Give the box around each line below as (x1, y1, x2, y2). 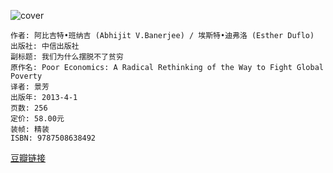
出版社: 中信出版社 (10, 41, 80, 51)
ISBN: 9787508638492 (10, 133, 97, 143)
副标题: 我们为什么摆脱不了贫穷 (10, 52, 124, 62)
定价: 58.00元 (10, 114, 65, 124)
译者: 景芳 (10, 82, 50, 92)
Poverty (10, 71, 43, 81)
